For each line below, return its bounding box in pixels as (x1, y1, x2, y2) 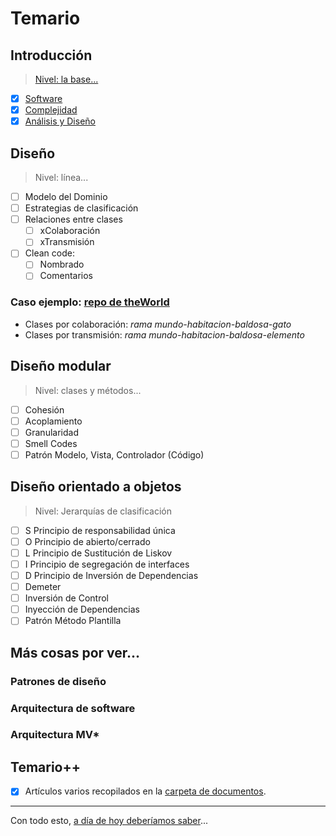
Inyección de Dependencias (24, 603, 140, 616)
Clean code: (24, 247, 75, 259)
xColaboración (39, 225, 101, 237)
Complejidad (24, 104, 78, 116)
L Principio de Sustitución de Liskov (24, 547, 173, 559)
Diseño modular (10, 358, 112, 375)
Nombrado (39, 258, 85, 271)
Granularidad (24, 426, 79, 438)
